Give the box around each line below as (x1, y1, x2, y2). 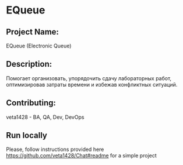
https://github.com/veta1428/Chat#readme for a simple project (6, 152, 157, 159)
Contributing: (6, 98, 57, 108)
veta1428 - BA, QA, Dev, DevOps (6, 114, 85, 121)
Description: (6, 59, 52, 69)
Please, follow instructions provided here (6, 146, 104, 153)
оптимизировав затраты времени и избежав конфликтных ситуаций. (6, 81, 178, 88)
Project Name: (6, 27, 59, 37)
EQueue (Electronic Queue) (6, 42, 72, 49)
